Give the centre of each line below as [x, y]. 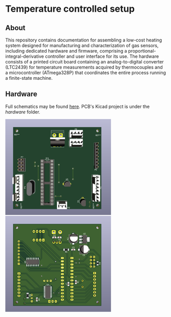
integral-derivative [25, 56]
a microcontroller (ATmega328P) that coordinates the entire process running [86, 73]
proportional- [142, 51]
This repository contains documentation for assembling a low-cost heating [84, 40]
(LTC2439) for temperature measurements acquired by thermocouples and [84, 67]
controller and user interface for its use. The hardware [102, 56]
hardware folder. [23, 112]
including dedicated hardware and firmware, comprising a [66, 51]
